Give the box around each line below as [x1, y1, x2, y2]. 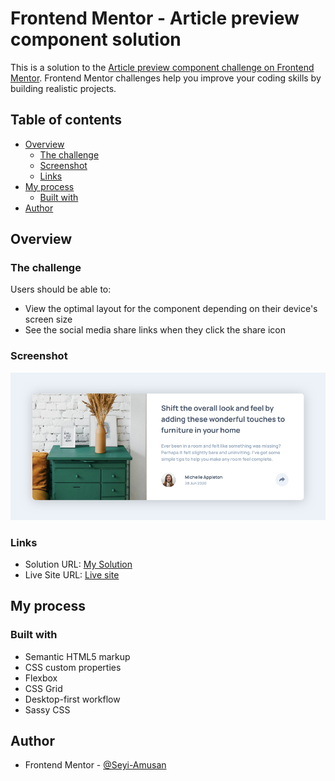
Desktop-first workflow [24, 693, 121, 705]
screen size [24, 313, 73, 326]
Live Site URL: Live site [24, 568, 120, 581]
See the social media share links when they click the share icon [24, 324, 287, 336]
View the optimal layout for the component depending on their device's [24, 303, 318, 315]
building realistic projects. [10, 82, 117, 94]
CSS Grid [24, 682, 63, 694]
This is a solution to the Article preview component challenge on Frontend [10, 61, 315, 73]
